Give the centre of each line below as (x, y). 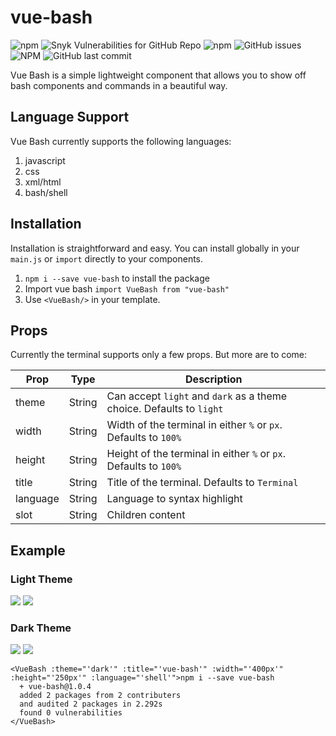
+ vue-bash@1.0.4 (55, 687)
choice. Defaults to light (165, 409)
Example (38, 550)
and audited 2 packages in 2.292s (91, 704)
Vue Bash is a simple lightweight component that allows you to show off (158, 75)
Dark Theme (41, 628)
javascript (45, 160)
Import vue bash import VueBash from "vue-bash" (127, 288)
